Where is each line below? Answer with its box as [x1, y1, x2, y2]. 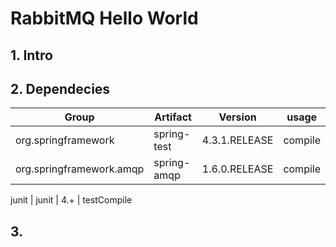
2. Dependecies [10, 80, 111, 97]
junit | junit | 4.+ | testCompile [10, 194, 133, 206]
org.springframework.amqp [15, 162, 145, 176]
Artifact [154, 110, 192, 124]
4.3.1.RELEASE [201, 133, 274, 147]
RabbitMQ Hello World [10, 7, 199, 30]
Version [218, 110, 257, 124]
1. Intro [10, 47, 53, 64]
